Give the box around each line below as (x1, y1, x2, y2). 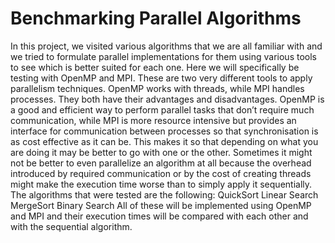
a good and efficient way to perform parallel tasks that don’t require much (10, 103, 315, 116)
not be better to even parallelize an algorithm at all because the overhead (10, 157, 312, 169)
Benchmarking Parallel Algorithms (10, 7, 302, 30)
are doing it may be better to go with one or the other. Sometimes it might (10, 146, 313, 158)
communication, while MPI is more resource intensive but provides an (10, 114, 297, 126)
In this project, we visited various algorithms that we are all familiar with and (10, 40, 323, 52)
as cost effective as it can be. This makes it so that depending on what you (10, 135, 319, 147)
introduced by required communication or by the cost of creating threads (10, 167, 312, 179)
